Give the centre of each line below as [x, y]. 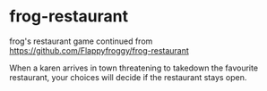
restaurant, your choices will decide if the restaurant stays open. [128, 77]
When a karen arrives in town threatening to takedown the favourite [133, 68]
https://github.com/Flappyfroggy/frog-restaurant [99, 50]
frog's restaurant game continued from [81, 41]
